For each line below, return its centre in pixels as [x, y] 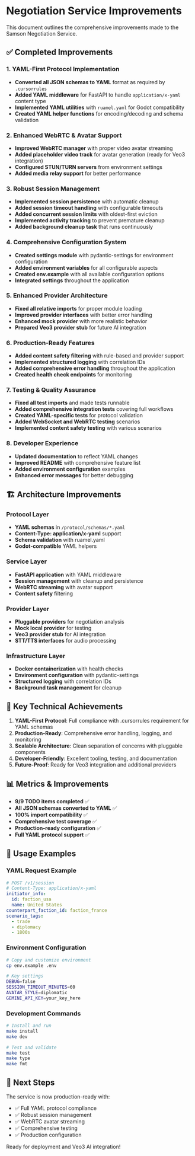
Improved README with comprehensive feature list [78, 462]
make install [22, 1031]
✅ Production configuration [48, 1135]
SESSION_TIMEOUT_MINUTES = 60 [41, 987]
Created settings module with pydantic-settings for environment [94, 255]
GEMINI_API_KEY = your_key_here [44, 998]
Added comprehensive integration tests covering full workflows [94, 409]
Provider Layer [28, 609]
